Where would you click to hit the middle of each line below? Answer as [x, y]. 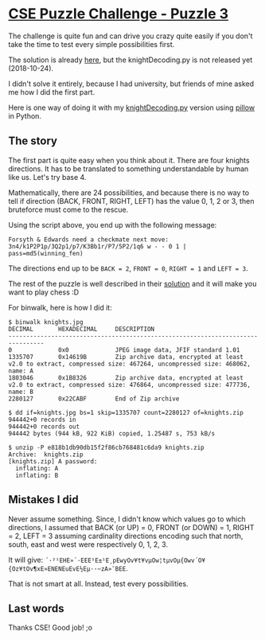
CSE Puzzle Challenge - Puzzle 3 [119, 14]
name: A [21, 371]
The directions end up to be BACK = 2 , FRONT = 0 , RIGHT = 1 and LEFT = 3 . [128, 268]
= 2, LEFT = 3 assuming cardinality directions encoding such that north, [126, 536]
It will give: [26, 560]
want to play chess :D [44, 292]
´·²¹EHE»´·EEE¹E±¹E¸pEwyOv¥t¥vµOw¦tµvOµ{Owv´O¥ [125, 560]
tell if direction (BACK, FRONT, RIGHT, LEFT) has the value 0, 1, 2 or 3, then [131, 201]
